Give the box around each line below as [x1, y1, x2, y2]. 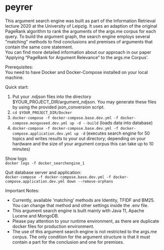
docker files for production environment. [12, 223, 95, 229]
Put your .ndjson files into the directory [12, 93, 92, 100]
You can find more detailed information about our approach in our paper [5, 49, 152, 55]
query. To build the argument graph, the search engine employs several [5, 34, 150, 39]
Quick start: [5, 84, 29, 90]
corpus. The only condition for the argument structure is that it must [12, 234, 150, 240]
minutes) [12, 146, 31, 152]
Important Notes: [5, 187, 39, 193]
